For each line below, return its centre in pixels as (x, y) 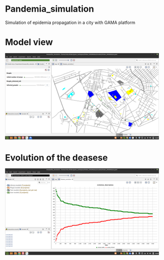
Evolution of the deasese (57, 158)
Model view (29, 42)
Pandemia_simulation (50, 9)
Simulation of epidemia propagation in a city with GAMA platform (70, 22)
